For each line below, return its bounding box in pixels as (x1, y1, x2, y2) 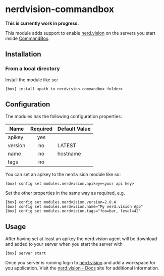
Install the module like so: (5, 77, 58, 83)
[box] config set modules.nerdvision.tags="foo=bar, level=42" (5, 208, 141, 214)
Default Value (57, 125, 91, 132)
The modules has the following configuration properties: (5, 114, 122, 120)
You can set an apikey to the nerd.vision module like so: (5, 172, 121, 178)
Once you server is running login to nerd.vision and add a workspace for (5, 260, 156, 266)
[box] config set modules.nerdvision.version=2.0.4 (5, 200, 116, 205)
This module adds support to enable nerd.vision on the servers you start (5, 30, 155, 36)
